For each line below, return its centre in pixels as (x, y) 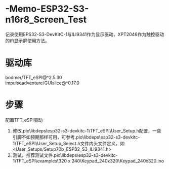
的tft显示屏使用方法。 (27, 41)
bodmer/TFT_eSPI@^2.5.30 (34, 77)
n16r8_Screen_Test (46, 20)
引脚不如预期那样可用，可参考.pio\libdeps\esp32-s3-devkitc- (76, 137)
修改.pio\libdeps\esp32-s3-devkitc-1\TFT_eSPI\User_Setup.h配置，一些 (87, 130)
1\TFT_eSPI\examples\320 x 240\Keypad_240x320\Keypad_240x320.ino (88, 161)
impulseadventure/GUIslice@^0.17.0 (42, 83)
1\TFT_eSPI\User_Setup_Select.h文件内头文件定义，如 (69, 143)
